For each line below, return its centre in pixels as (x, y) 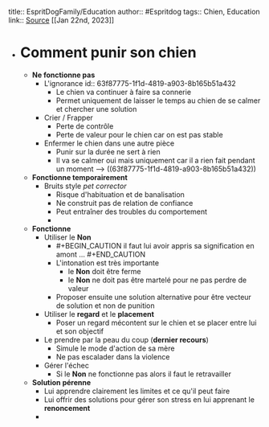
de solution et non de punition (105, 306)
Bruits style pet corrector (85, 186)
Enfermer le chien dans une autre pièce (109, 143)
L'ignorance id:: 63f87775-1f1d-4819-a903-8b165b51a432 (140, 83)
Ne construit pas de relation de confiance (124, 203)
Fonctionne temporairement (80, 177)
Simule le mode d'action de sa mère (115, 348)
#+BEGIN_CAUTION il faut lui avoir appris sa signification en (155, 245)
